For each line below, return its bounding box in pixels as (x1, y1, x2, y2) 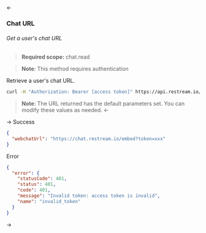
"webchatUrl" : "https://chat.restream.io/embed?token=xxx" (12, 136, 166, 142)
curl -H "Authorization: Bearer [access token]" (6, 89, 133, 95)
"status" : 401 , (17, 182, 56, 188)
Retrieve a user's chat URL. (6, 77, 75, 84)
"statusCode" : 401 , (17, 176, 67, 182)
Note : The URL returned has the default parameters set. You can (21, 100, 185, 107)
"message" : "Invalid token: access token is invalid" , (17, 193, 161, 199)
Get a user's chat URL (6, 34, 63, 42)
